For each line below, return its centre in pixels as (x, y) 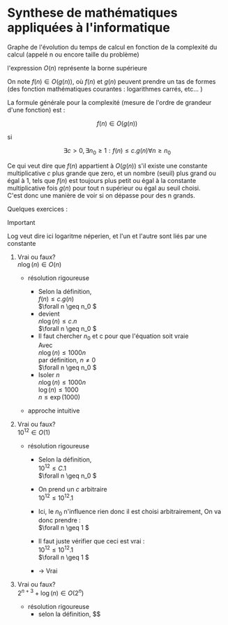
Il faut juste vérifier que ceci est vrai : (91, 541)
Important (21, 222)
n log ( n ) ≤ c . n (58, 321)
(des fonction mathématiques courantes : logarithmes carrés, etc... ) (105, 89)
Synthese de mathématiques (92, 13)
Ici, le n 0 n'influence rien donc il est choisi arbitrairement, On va (130, 512)
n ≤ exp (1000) (59, 397)
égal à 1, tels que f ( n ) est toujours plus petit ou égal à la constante (102, 180)
